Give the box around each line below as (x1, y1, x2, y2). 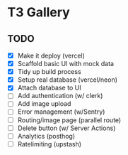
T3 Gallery (7, 4, 71, 21)
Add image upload (17, 100, 71, 108)
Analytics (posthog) (17, 132, 76, 140)
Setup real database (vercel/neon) (17, 75, 118, 84)
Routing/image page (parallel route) (17, 115, 122, 124)
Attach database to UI (17, 83, 81, 92)
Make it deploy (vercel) (17, 51, 85, 60)
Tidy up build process (17, 68, 81, 76)
